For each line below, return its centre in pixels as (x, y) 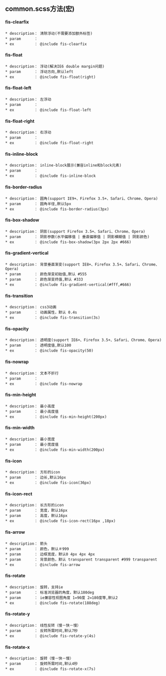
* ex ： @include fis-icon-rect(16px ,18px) (60, 521)
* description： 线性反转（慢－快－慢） (43, 626)
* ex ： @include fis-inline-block (50, 176)
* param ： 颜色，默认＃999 (37, 549)
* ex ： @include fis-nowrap (44, 384)
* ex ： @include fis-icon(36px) (48, 483)
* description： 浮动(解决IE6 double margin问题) (55, 66)
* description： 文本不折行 (32, 373)
